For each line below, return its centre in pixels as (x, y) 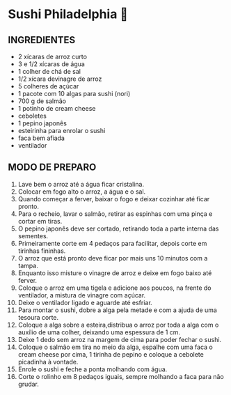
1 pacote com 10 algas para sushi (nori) (74, 94)
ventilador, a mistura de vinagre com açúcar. (82, 295)
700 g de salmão (42, 101)
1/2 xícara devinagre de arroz (60, 79)
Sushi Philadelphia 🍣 (68, 14)
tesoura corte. (38, 317)
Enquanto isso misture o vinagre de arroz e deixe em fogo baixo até (115, 273)
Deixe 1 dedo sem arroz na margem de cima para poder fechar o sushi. (120, 339)
